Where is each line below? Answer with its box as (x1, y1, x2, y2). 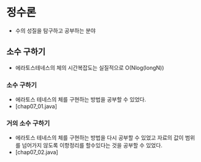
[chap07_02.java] (15, 149, 58, 156)
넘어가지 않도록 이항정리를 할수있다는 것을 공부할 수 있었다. (21, 142, 163, 149)
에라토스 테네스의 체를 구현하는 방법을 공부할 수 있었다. (15, 96, 146, 103)
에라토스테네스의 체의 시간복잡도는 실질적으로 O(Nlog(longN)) (15, 64, 164, 71)
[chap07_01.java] (15, 103, 57, 110)
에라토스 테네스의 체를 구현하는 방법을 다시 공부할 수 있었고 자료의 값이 (15, 134, 184, 141)
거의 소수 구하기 (6, 119, 50, 127)
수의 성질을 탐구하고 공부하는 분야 (15, 27, 96, 34)
